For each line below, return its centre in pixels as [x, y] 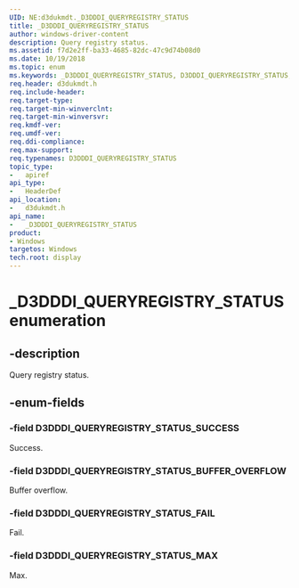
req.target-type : [41, 100]
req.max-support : [41, 150]
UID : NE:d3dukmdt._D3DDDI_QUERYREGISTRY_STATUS [99, 17]
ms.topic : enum [37, 68]
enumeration [58, 321]
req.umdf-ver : [36, 134]
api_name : [28, 216]
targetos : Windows [43, 249]
